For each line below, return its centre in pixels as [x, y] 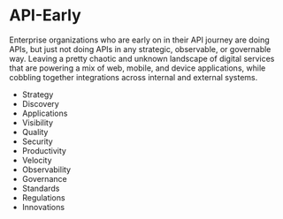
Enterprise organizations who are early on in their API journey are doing [139, 40]
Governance [45, 178]
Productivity [44, 150]
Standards [41, 188]
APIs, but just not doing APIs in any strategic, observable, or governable [140, 49]
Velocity [37, 160]
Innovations [43, 207]
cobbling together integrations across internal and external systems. [134, 77]
